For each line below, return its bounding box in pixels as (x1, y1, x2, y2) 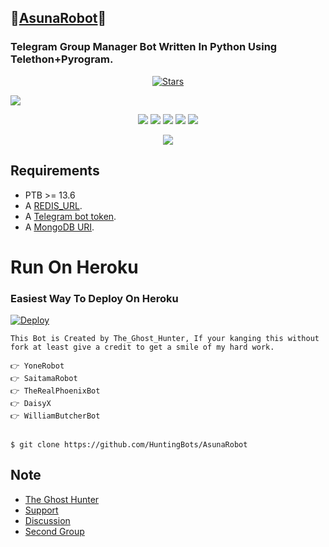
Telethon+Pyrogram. (10, 52, 114, 66)
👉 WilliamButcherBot (10, 411, 101, 421)
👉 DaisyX (10, 398, 52, 408)
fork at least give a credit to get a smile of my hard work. (10, 342, 275, 352)
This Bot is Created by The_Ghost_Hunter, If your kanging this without (10, 333, 320, 343)
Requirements (10, 162, 100, 180)
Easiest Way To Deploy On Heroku (10, 291, 179, 305)
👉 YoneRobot (10, 361, 65, 371)
